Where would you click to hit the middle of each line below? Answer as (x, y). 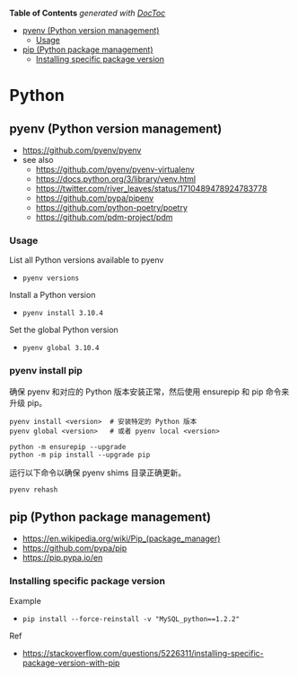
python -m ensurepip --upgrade (68, 447)
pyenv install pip (46, 371)
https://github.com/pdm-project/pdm (104, 217)
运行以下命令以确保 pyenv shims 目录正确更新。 (98, 473)
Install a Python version (53, 295)
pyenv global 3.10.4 (61, 348)
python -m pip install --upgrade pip (80, 455)
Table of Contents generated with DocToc (88, 13)
